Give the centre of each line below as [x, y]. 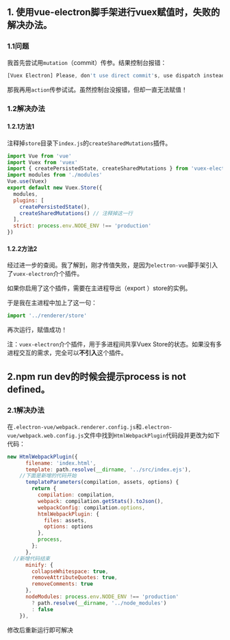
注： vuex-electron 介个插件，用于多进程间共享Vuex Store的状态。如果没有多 [115, 344]
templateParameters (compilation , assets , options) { [102, 482]
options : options [68, 527]
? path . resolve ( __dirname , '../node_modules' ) [99, 603]
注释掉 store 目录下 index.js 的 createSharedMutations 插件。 [89, 143]
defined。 [28, 389]
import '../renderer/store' [47, 316]
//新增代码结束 [31, 559]
